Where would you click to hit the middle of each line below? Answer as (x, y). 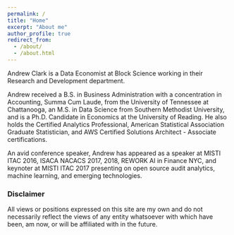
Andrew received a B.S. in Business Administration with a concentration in (115, 94)
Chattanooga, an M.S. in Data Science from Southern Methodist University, (116, 109)
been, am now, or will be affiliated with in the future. (82, 224)
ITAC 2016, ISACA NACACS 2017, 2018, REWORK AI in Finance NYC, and (112, 160)
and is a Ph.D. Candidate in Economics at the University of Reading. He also (117, 116)
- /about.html (34, 54)
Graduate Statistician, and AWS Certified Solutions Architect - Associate (112, 132)
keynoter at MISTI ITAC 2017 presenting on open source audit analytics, (111, 168)
